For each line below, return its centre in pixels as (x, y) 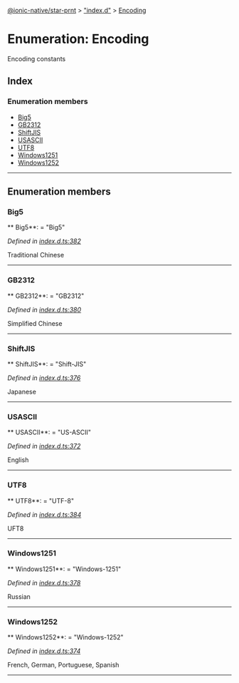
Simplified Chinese (35, 323)
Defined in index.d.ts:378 (44, 582)
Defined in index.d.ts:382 (44, 241)
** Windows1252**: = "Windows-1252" (65, 637)
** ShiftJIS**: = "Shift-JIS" (47, 364)
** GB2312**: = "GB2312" (46, 296)
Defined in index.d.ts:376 (44, 378)
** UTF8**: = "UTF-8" (41, 500)
